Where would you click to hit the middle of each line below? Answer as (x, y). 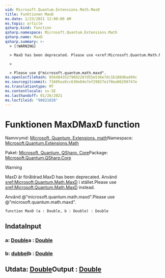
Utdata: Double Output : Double (53, 269)
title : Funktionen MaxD (29, 14)
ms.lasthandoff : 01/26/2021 (34, 96)
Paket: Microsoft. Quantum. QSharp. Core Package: (56, 153)
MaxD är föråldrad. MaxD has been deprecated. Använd (61, 177)
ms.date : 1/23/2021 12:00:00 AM (38, 19)
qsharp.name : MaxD (24, 37)
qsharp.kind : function (28, 28)
